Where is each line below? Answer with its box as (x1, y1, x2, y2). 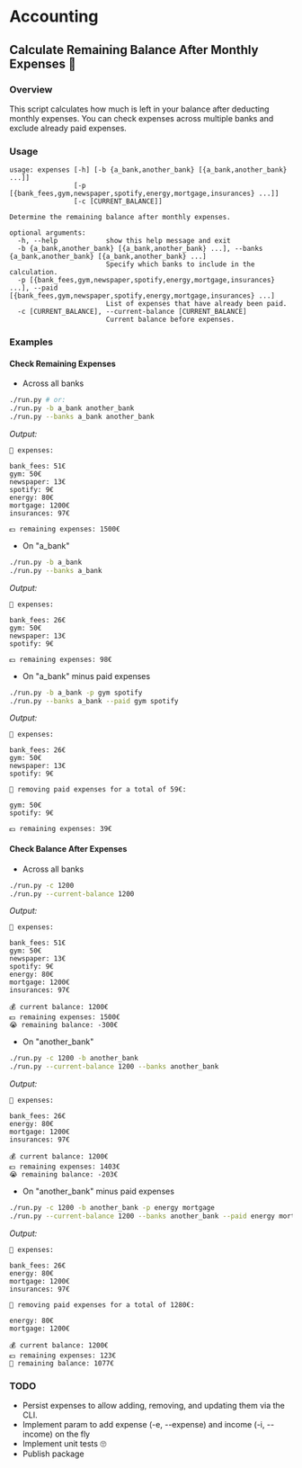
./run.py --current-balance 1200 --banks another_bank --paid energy (9, 1212, 276, 1221)
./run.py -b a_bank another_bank (9, 404, 135, 413)
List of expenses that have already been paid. (105, 300, 288, 309)
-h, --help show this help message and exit (17, 237, 231, 246)
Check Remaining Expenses (9, 358, 117, 369)
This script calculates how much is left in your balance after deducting (9, 103, 270, 114)
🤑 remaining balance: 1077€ (9, 1358, 115, 1368)
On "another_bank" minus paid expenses (22, 1186, 175, 1197)
